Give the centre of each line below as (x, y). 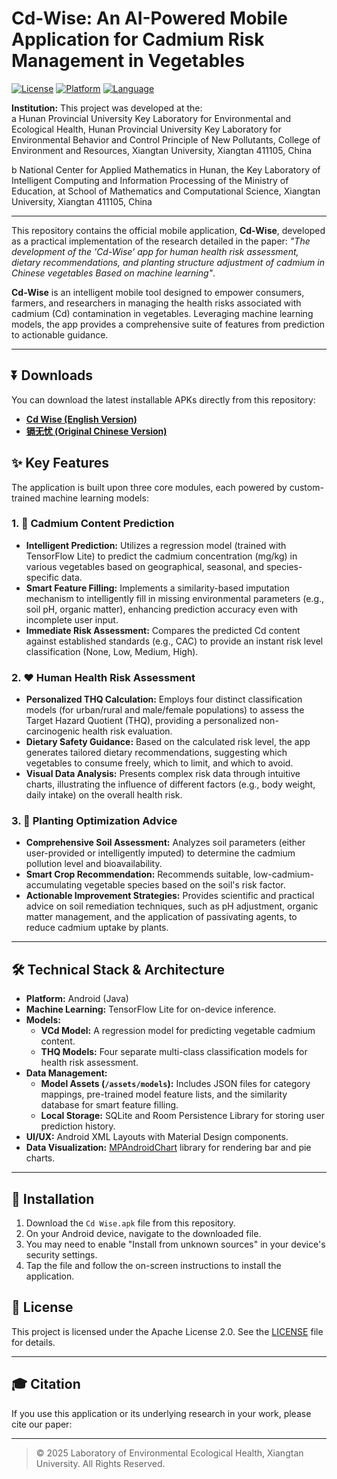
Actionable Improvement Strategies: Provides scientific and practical (170, 896)
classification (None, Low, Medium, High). (112, 651)
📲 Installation (53, 1198)
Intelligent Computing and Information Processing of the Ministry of (150, 180)
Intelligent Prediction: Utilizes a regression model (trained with (156, 545)
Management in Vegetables (128, 61)
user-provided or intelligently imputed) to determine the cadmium (160, 853)
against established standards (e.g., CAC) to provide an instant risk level (174, 641)
